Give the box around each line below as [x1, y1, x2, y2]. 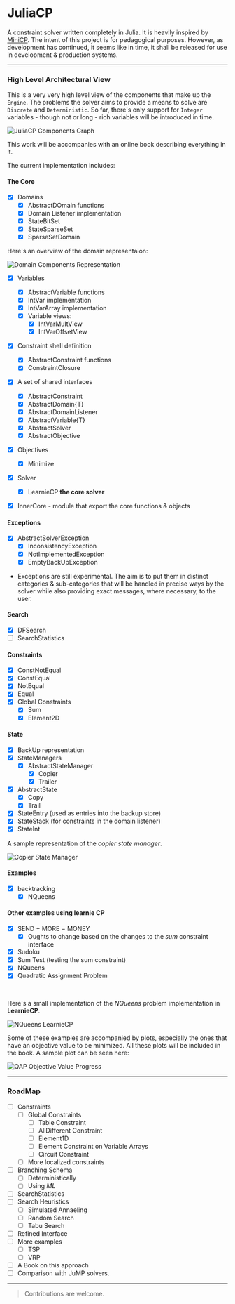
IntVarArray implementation [27, 304, 107, 312]
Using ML [27, 1182, 56, 1190]
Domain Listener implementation [27, 209, 122, 217]
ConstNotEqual [17, 666, 62, 675]
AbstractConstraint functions [27, 356, 112, 364]
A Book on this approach [17, 1260, 89, 1269]
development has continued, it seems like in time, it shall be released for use [7, 43, 227, 51]
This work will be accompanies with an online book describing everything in [7, 140, 226, 149]
